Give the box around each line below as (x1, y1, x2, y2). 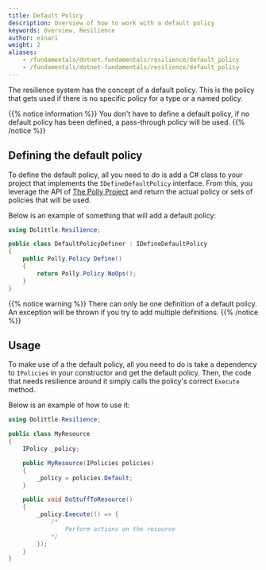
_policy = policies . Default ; (37, 474, 133, 482)
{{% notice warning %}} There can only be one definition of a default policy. (8, 298, 257, 308)
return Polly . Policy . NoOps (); (37, 269, 137, 278)
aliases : (8, 48, 37, 56)
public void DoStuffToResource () (22, 495, 133, 504)
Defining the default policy (8, 148, 143, 163)
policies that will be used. (8, 195, 91, 205)
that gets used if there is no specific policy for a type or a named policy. (8, 93, 244, 103)
